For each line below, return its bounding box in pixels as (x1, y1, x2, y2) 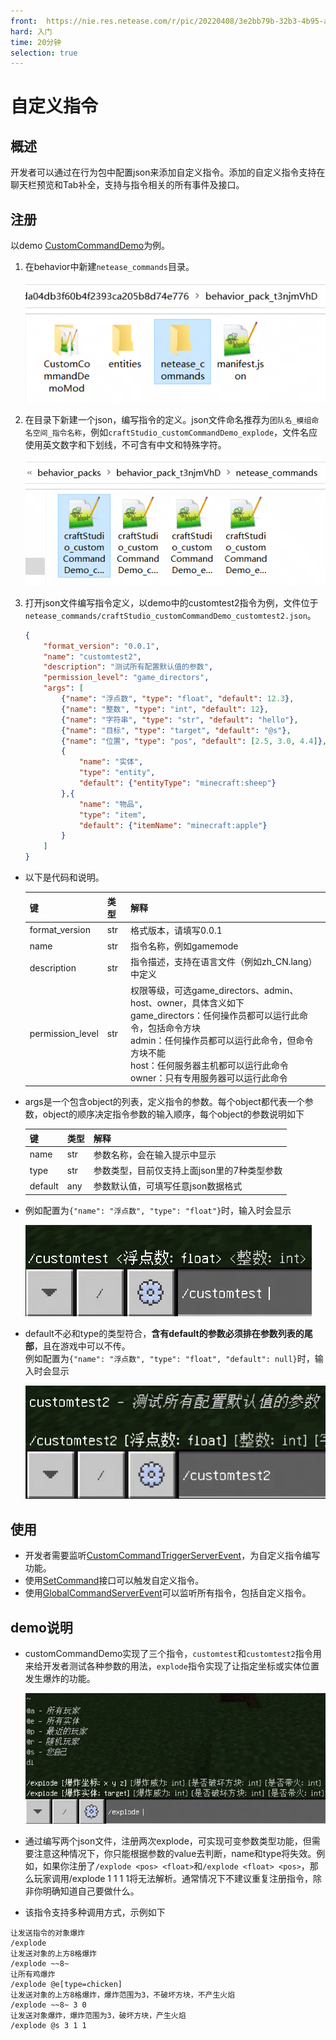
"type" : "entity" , (78, 768, 156, 778)
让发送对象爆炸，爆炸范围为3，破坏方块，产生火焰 (10, 2010, 187, 2020)
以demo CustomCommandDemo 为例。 (10, 240, 171, 252)
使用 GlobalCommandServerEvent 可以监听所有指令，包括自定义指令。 (24, 1587, 312, 1599)
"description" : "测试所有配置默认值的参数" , (43, 662, 214, 672)
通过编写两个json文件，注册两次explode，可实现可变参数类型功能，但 (24, 1835, 312, 1847)
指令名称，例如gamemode (130, 940, 239, 952)
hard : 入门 (10, 26, 53, 37)
